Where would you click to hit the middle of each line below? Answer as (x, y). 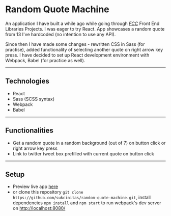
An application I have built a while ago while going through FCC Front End (82, 23)
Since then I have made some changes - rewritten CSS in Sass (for (75, 44)
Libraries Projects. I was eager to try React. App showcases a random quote (85, 29)
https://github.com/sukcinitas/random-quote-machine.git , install (82, 198)
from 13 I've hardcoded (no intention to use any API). (61, 34)
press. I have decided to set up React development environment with (77, 55)
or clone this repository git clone (48, 192)
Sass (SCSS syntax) (34, 99)
